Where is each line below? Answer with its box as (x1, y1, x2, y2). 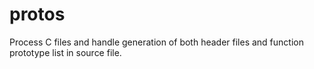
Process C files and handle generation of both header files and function (9, 36, 304, 48)
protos (9, 3, 66, 26)
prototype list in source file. (9, 46, 122, 58)
